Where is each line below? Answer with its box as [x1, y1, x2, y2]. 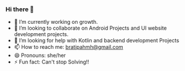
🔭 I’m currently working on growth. [14, 19, 98, 26]
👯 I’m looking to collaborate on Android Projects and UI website [14, 24, 167, 31]
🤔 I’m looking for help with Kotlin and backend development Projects [14, 37, 180, 44]
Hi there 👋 [5, 5, 35, 13]
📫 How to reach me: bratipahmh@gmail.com [14, 44, 124, 51]
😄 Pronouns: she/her [14, 52, 66, 59]
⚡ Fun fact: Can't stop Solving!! [14, 58, 89, 66]
